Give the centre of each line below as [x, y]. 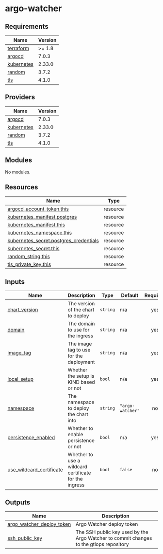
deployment [81, 362]
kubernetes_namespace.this [40, 233]
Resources [22, 187]
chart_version [23, 310]
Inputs [15, 282]
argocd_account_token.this [38, 209]
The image [80, 344]
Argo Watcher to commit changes [114, 538]
